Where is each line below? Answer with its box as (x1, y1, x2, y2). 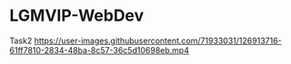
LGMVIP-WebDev (9, 5, 145, 26)
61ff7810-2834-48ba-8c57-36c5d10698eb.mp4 (9, 44, 189, 55)
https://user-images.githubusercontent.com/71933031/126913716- (34, 35, 282, 46)
